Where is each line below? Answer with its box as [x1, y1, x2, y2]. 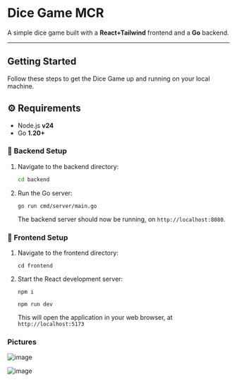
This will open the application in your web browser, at [17, 313, 173, 322]
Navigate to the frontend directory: [17, 249, 119, 257]
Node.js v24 [17, 121, 54, 129]
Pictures [7, 337, 37, 347]
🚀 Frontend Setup [7, 232, 68, 242]
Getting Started [7, 55, 77, 68]
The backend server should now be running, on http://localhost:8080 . [17, 214, 226, 224]
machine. [7, 81, 35, 90]
